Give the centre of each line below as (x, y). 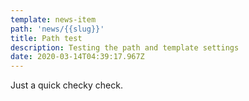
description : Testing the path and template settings (125, 47)
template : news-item (53, 19)
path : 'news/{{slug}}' (57, 29)
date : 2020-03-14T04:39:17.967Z (77, 57)
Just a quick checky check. (66, 85)
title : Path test (46, 38)
